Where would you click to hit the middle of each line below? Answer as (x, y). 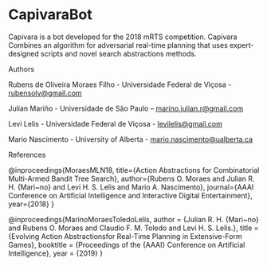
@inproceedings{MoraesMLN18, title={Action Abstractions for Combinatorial (134, 170)
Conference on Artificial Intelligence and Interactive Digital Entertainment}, (130, 195)
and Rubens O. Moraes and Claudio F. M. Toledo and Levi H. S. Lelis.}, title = (133, 228)
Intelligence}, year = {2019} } (56, 253)
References (27, 155)
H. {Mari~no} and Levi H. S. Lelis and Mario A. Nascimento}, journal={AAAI (131, 187)
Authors (21, 68)
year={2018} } (31, 204)
